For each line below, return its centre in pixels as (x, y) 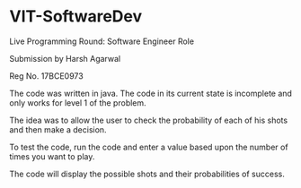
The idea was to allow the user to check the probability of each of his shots (149, 120)
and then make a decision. (58, 129)
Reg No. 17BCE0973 (46, 76)
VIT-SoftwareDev (76, 17)
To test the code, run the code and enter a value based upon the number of (149, 147)
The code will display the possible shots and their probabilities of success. (147, 174)
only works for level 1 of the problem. (78, 103)
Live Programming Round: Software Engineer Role (102, 41)
